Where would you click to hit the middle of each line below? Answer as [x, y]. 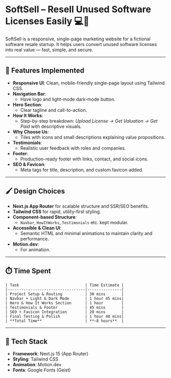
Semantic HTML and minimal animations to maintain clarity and [86, 233]
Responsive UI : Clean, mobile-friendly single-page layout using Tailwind [89, 83]
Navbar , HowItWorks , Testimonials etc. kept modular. [74, 222]
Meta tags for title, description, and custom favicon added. [82, 170]
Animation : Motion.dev [37, 365]
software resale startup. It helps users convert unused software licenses [81, 44]
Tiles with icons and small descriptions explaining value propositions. [93, 137]
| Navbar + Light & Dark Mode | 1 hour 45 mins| [65, 299]
